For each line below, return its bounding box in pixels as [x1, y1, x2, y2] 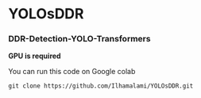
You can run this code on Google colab [8, 67, 136, 76]
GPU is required [8, 51, 61, 61]
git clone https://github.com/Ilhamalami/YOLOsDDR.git [8, 82, 194, 90]
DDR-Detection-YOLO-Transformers [8, 33, 151, 45]
